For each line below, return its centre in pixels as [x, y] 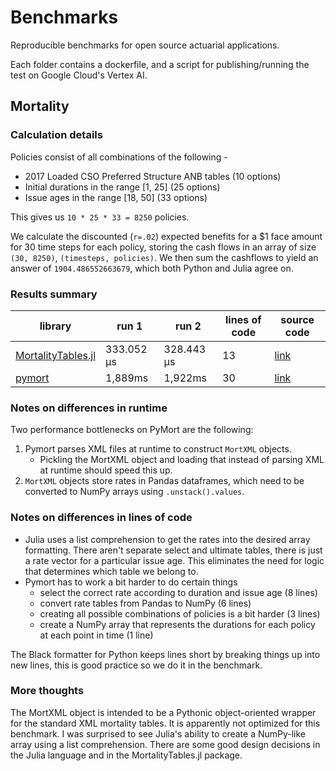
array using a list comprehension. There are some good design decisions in [165, 744]
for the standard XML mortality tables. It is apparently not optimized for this [165, 723]
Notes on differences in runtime [89, 408]
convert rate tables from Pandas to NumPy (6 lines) [145, 603]
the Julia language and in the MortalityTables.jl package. [126, 755]
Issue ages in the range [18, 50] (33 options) [116, 197]
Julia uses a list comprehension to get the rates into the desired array [167, 539]
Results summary [54, 294]
